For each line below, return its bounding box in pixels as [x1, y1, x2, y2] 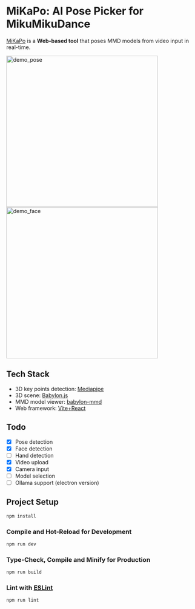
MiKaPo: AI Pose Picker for [6, 4, 144, 18]
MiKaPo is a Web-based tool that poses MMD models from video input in [6, 37, 190, 44]
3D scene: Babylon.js [15, 392, 68, 399]
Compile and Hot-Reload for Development [6, 527, 132, 536]
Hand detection [15, 452, 54, 459]
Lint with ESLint [6, 583, 53, 591]
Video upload [15, 458, 49, 466]
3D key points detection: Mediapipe [15, 385, 104, 392]
